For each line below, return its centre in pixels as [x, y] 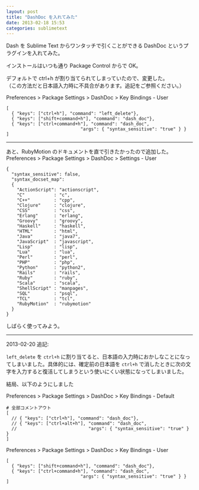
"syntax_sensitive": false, [46, 174]
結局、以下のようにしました [40, 384]
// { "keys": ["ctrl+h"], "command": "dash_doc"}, [75, 418]
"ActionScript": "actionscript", [58, 190]
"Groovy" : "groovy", [50, 221]
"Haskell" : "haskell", [51, 226]
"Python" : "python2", [51, 268]
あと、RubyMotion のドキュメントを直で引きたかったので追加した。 [89, 152]
